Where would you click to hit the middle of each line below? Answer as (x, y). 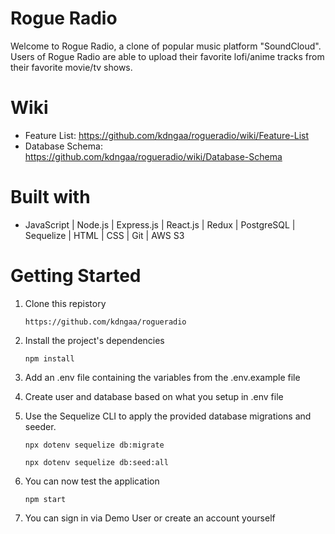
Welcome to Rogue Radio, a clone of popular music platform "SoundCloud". (166, 46)
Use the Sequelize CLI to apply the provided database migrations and (168, 416)
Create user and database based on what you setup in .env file (154, 396)
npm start (45, 499)
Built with (50, 197)
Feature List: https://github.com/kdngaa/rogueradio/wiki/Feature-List (167, 135)
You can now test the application (92, 481)
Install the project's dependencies (94, 340)
